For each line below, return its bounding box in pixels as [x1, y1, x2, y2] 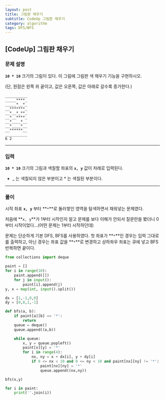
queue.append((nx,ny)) [40, 368, 87, 373]
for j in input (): [14, 277, 52, 283]
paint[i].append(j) [23, 282, 63, 287]
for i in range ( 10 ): [5, 268, 48, 273]
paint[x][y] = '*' [23, 345, 60, 350]
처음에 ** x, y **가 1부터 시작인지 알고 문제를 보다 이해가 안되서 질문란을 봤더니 [5, 216, 156, 222]
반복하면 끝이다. [5, 245, 36, 251]
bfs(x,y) [5, 377, 23, 382]
